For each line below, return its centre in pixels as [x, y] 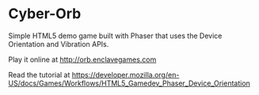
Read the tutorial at [39, 74]
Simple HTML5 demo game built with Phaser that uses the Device [115, 36]
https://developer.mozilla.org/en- [126, 74]
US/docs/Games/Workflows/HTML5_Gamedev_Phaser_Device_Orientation [129, 83]
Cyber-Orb [45, 14]
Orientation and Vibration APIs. [59, 44]
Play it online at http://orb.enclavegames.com [82, 59]
